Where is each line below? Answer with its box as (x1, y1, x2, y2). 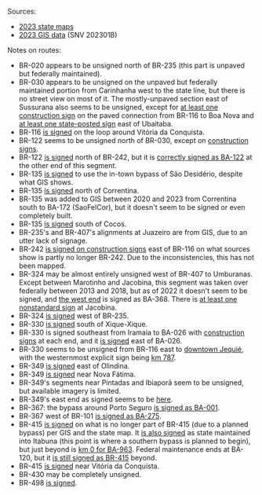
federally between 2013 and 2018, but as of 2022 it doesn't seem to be (18, 286, 248, 295)
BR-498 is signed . (18, 478, 78, 487)
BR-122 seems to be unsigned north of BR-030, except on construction (18, 136, 249, 145)
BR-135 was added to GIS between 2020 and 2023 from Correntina (18, 194, 237, 203)
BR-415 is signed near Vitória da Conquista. (18, 461, 160, 471)
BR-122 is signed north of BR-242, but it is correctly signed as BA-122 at (18, 152, 253, 162)
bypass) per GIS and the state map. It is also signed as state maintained (18, 428, 250, 437)
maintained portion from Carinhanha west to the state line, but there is (18, 86, 246, 95)
